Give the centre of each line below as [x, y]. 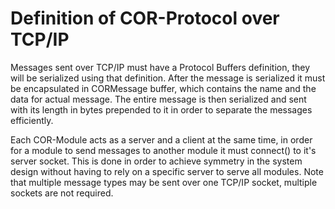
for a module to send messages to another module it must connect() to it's [163, 150]
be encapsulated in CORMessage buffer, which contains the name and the [163, 88]
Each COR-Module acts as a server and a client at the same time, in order [161, 139]
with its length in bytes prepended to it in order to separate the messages [161, 109]
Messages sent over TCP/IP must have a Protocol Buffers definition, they [160, 67]
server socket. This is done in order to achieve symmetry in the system [156, 161]
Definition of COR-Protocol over [145, 18]
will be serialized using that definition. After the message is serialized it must [168, 78]
